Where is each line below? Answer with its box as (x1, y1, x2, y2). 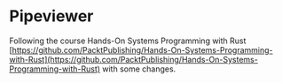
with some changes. (101, 64, 176, 74)
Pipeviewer (9, 6, 94, 26)
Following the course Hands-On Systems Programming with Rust (9, 35, 247, 46)
